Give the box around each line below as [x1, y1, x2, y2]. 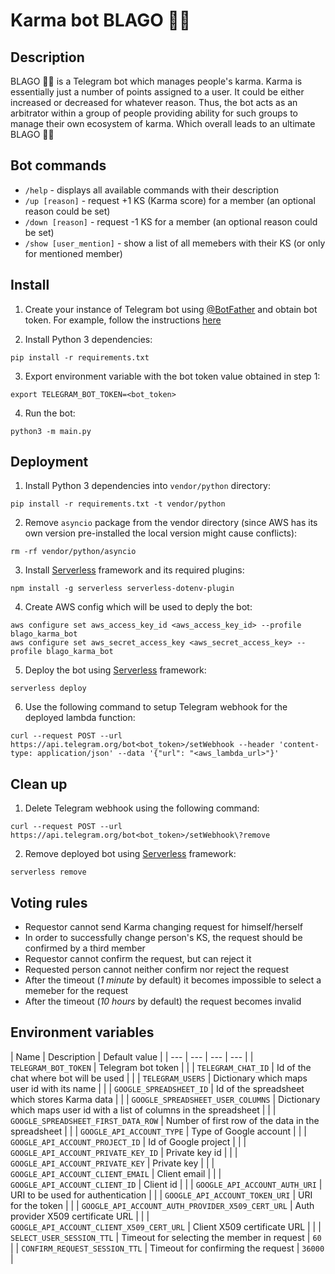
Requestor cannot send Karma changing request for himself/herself [24, 921, 304, 933]
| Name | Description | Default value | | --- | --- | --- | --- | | [10, 1050, 254, 1063]
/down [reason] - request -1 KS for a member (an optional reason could [24, 215, 318, 228]
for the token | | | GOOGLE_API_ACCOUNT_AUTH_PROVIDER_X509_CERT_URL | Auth [10, 1199, 315, 1211]
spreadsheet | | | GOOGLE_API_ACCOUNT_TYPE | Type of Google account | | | [10, 1125, 307, 1137]
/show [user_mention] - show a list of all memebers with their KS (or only [24, 237, 326, 249]
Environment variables [10, 1024, 155, 1041]
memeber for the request [24, 985, 129, 997]
